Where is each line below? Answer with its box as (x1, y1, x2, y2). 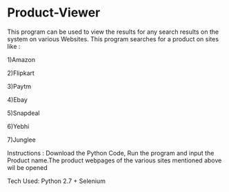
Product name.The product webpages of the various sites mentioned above (7, 156, 222, 164)
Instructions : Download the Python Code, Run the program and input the (7, 149, 215, 157)
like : (7, 42, 21, 50)
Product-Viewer (7, 5, 101, 21)
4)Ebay (7, 95, 28, 104)
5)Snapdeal (7, 109, 40, 117)
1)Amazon (7, 55, 36, 63)
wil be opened (7, 163, 48, 171)
